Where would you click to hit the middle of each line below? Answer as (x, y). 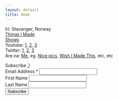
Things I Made (20, 34)
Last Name (16, 84)
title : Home (17, 15)
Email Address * (22, 71)
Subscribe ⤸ (18, 65)
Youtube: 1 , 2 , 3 (21, 45)
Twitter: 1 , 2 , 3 (20, 50)
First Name (16, 78)
